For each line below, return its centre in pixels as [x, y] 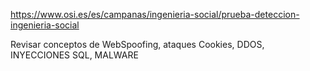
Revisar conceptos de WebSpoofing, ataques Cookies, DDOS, [137, 44]
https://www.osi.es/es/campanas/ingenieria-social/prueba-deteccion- [155, 14]
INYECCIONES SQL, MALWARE [74, 55]
